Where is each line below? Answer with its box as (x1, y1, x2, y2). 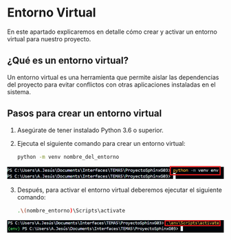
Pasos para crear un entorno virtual (7, 108, 162, 120)
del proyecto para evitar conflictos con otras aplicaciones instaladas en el (7, 80, 216, 89)
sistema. (7, 87, 31, 96)
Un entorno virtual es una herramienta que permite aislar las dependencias (7, 73, 219, 81)
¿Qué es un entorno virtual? (7, 55, 129, 67)
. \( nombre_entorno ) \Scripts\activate (16, 208, 126, 215)
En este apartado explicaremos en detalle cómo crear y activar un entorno (7, 28, 218, 36)
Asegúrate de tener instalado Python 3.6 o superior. (16, 126, 164, 134)
